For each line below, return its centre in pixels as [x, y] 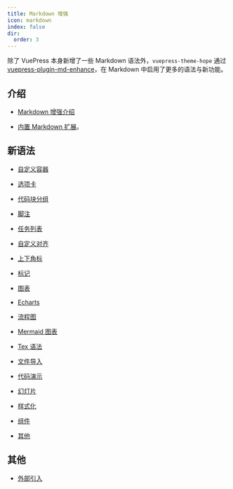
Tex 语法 [30, 346]
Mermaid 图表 [38, 331]
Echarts [28, 302]
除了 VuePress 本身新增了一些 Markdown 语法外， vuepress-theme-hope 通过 [117, 61]
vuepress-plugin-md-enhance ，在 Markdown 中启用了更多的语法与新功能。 [117, 69]
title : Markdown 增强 [38, 14]
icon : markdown [29, 20]
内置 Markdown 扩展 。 [50, 126]
